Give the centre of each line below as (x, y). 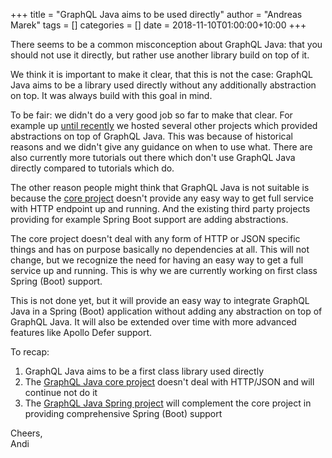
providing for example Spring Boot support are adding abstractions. (149, 219)
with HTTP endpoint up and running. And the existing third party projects (160, 208)
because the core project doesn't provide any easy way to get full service (162, 198)
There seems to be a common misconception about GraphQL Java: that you (166, 44)
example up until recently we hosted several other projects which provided (164, 125)
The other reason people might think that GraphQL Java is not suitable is (160, 187)
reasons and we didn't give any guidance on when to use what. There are (161, 147)
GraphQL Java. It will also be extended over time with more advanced (153, 322)
